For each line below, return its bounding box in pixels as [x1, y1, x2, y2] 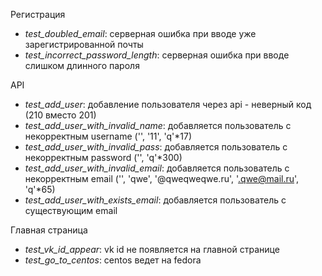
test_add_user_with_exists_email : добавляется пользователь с [24, 194, 287, 206]
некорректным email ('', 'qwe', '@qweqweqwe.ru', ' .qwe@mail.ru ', [24, 173, 300, 184]
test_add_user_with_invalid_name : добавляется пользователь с [24, 120, 292, 131]
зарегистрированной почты [24, 39, 144, 50]
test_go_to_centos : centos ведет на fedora [24, 254, 202, 266]
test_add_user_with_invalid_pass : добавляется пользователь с [24, 141, 288, 153]
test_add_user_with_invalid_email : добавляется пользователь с [24, 162, 290, 174]
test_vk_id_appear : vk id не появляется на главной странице [24, 244, 280, 255]
